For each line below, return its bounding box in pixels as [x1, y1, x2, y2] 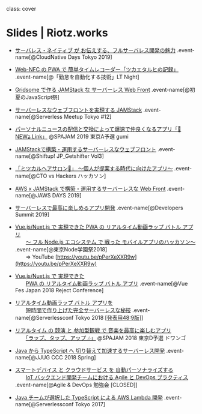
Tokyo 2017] [75, 400, 106, 407]
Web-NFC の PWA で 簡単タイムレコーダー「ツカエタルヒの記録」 [14, 65, 179, 73]
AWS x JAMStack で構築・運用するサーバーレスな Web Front [14, 185, 166, 192]
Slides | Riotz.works [6, 26, 108, 40]
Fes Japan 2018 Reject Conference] [14, 286, 104, 293]
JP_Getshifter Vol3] [56, 152, 104, 160]
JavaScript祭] [25, 93, 60, 101]
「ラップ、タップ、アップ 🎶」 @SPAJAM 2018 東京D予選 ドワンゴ [25, 334, 186, 341]
